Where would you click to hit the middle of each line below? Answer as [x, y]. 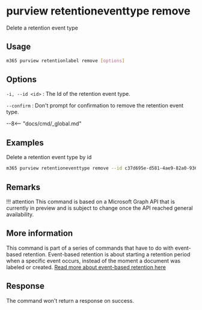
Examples [25, 143]
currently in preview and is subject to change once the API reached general [100, 208]
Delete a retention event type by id [49, 157]
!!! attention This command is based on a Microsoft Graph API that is [91, 201]
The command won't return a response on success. [70, 300]
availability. [20, 214]
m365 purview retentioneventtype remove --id [64, 168]
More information [40, 233]
